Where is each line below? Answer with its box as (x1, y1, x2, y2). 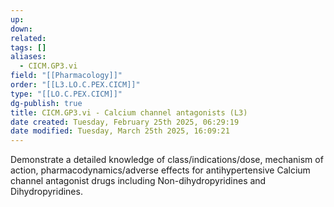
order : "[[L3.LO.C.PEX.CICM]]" (10, 80, 141, 90)
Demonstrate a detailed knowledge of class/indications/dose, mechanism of (10, 154, 324, 166)
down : (10, 24, 33, 34)
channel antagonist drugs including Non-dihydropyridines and (10, 175, 267, 187)
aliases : (10, 52, 47, 62)
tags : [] (10, 42, 47, 53)
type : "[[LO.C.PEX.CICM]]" (10, 89, 123, 99)
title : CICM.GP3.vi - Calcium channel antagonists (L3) (10, 107, 248, 118)
